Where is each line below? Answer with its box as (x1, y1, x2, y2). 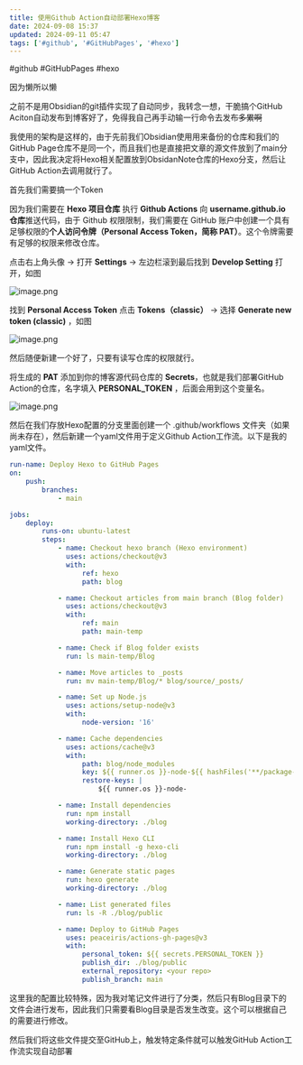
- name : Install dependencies (57, 801, 171, 810)
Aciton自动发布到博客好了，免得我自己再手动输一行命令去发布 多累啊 (9, 112, 263, 123)
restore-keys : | (81, 776, 143, 785)
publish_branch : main (81, 975, 164, 984)
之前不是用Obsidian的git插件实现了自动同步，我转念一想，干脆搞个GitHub (9, 101, 283, 112)
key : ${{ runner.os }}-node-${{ (81, 768, 204, 777)
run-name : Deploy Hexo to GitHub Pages (9, 460, 160, 469)
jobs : (9, 510, 30, 519)
